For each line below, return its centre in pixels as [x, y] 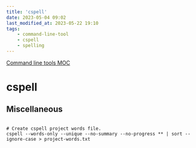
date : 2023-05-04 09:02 [36, 18]
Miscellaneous [34, 109]
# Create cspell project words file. [54, 128]
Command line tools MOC [38, 63]
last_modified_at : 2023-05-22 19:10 [52, 23]
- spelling [31, 46]
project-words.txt [67, 139]
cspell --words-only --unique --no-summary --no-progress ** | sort [94, 134]
